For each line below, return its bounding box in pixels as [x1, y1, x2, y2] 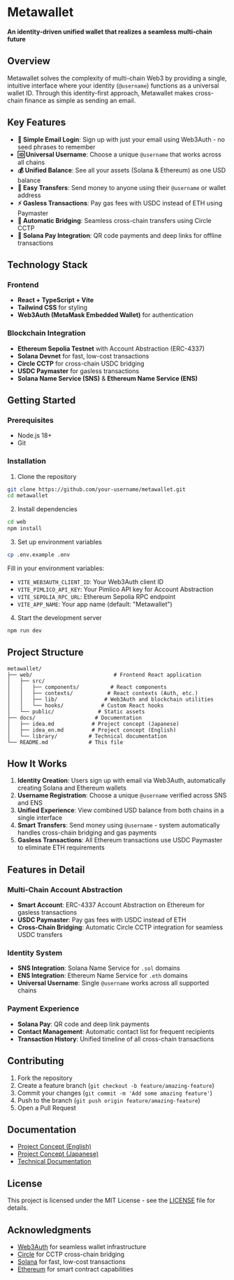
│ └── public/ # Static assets [7, 708, 145, 715]
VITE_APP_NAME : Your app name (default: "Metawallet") [17, 600, 173, 608]
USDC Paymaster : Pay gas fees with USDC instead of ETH [17, 916, 187, 924]
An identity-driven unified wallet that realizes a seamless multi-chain [7, 27, 212, 36]
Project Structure [7, 647, 84, 659]
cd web [7, 518, 27, 526]
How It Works [7, 757, 68, 769]
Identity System [7, 948, 63, 958]
